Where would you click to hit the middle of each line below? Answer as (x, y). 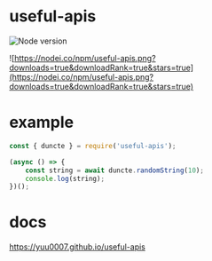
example (42, 123)
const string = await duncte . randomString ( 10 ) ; (114, 170)
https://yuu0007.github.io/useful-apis (78, 247)
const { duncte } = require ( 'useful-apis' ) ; (93, 146)
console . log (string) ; (65, 178)
